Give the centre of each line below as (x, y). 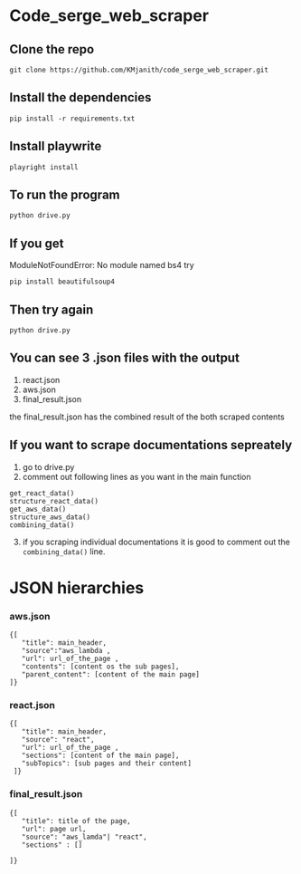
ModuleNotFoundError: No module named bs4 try (102, 265)
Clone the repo (52, 49)
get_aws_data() (38, 509)
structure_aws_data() (50, 517)
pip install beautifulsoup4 (62, 282)
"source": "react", (58, 740)
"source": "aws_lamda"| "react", (84, 837)
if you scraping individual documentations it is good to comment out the (156, 542)
